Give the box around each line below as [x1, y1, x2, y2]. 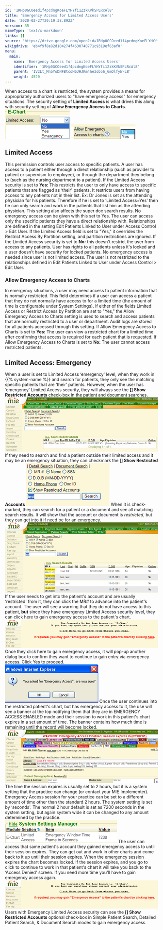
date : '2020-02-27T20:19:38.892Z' [5, 18, 75, 23]
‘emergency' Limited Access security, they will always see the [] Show [5, 386, 146, 393]
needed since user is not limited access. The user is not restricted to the [5, 254, 149, 260]
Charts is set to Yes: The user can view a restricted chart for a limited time [5, 329, 154, 335]
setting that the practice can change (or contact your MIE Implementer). [5, 789, 149, 795]
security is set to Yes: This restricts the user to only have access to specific [5, 182, 157, 188]
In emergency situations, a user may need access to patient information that [5, 288, 157, 294]
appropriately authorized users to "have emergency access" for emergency [5, 94, 156, 99]
